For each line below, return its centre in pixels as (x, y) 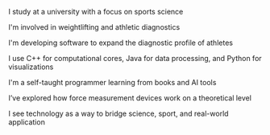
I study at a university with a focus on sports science (96, 12)
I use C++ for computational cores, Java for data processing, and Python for (135, 58)
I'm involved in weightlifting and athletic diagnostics (94, 27)
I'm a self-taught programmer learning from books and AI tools (112, 82)
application (27, 122)
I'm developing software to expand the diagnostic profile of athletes (121, 43)
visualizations (31, 67)
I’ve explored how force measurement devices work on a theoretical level (130, 98)
